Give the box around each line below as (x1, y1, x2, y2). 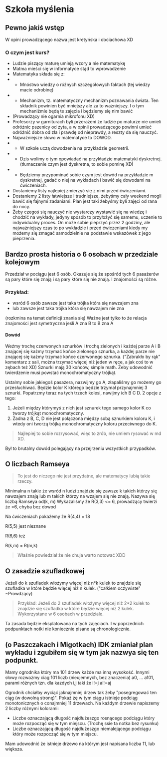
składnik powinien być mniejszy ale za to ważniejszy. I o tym (19, 103, 144, 109)
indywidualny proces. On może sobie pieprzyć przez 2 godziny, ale (12, 220, 151, 226)
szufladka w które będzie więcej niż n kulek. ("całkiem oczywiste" (5, 585, 141, 591)
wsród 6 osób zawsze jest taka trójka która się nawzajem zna (12, 300, 139, 306)
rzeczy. (17, 478, 33, 484)
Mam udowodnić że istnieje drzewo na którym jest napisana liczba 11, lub (5, 741, 156, 747)
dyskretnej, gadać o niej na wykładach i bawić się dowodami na (19, 177, 151, 183)
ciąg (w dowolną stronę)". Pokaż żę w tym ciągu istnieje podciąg (5, 695, 138, 701)
